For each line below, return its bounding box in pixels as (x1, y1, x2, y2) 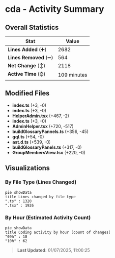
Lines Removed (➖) (7, 54, 53, 61)
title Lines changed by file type (5, 194, 76, 199)
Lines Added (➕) (7, 46, 47, 53)
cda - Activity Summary (5, 3, 104, 15)
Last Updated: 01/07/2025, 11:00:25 (17, 247, 90, 253)
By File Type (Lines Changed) (5, 179, 77, 186)
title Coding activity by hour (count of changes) (5, 230, 111, 235)
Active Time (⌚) (7, 71, 46, 77)
